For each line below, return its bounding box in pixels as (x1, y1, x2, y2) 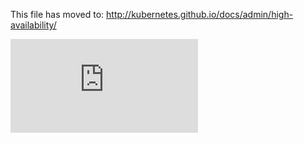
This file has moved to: (10, 9, 105, 20)
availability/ (10, 19, 57, 31)
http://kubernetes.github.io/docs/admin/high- (106, 9, 294, 20)
